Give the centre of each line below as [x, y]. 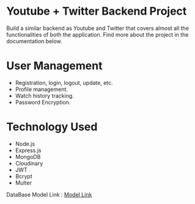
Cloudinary [29, 163]
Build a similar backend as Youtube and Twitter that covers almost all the [98, 28]
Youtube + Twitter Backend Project [97, 11]
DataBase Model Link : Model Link [49, 194]
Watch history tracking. [45, 95]
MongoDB [28, 156]
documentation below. [34, 41]
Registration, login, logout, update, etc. [64, 82]
